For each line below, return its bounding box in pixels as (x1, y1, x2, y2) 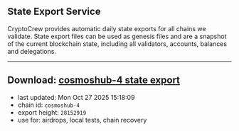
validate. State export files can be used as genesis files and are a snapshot (7, 32, 227, 40)
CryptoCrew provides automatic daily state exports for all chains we (7, 24, 206, 33)
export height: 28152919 (17, 108, 87, 116)
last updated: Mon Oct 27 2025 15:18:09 (17, 93, 135, 101)
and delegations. (7, 47, 57, 55)
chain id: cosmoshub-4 (17, 101, 80, 109)
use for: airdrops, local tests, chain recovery (17, 115, 147, 124)
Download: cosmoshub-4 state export (7, 74, 180, 86)
